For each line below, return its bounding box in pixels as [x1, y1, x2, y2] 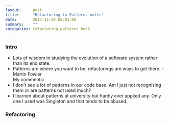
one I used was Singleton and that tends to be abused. [12, 98, 128, 105]
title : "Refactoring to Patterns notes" [5, 12, 104, 17]
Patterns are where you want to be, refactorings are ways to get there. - [12, 66, 164, 72]
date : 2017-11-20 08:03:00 [5, 17, 77, 22]
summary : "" [5, 21, 38, 27]
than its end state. [12, 60, 51, 66]
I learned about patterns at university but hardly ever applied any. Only [12, 93, 161, 99]
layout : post [5, 7, 42, 13]
